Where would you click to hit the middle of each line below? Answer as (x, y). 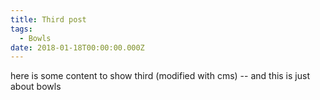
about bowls (36, 87)
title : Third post (48, 19)
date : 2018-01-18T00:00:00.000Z (77, 47)
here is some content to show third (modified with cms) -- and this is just (160, 76)
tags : (21, 29)
